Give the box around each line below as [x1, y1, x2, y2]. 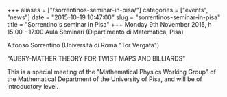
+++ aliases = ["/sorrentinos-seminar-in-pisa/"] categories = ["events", [7, 6, 208, 14]
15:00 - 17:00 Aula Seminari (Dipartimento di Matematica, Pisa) [7, 28, 184, 36]
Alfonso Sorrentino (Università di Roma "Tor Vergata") [7, 41, 160, 49]
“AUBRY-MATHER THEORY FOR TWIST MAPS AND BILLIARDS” [7, 54, 186, 63]
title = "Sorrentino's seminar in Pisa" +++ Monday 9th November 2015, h [7, 21, 212, 28]
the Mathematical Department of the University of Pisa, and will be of [7, 75, 202, 83]
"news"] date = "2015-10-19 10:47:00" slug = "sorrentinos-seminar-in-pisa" [7, 13, 221, 21]
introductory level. [7, 83, 59, 90]
